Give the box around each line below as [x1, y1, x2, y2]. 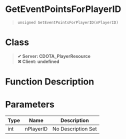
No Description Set [52, 125, 97, 132]
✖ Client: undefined [17, 58, 59, 64]
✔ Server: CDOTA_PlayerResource [17, 53, 91, 59]
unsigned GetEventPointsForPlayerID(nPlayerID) [17, 20, 118, 25]
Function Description [5, 76, 94, 87]
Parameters [5, 99, 55, 110]
